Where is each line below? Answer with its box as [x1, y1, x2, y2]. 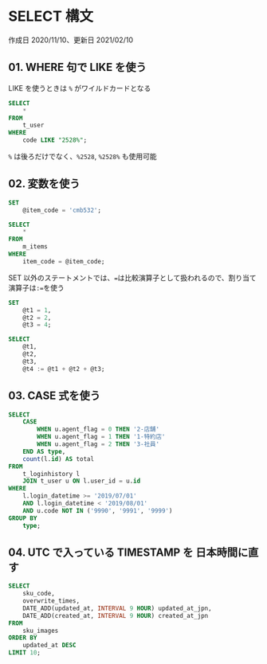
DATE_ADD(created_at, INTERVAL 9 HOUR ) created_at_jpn [22, 611, 209, 619]
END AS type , [22, 447, 66, 455]
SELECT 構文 [8, 7, 94, 25]
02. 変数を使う [8, 177, 80, 191]
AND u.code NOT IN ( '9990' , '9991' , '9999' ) [22, 506, 173, 514]
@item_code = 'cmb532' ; [22, 206, 102, 214]
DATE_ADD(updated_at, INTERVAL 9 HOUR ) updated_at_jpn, [22, 604, 213, 612]
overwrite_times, [22, 597, 80, 605]
